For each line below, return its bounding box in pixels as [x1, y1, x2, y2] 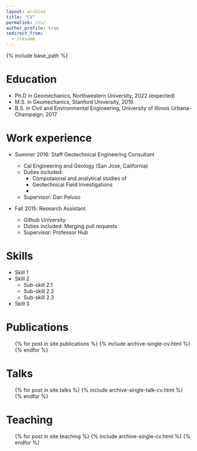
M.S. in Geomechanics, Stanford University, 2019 [14, 98, 133, 105]
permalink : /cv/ [6, 19, 46, 25]
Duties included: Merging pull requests [23, 222, 118, 229]
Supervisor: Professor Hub [23, 229, 88, 236]
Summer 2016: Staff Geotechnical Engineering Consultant [14, 151, 155, 158]
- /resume [11, 36, 35, 42]
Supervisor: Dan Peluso [23, 193, 81, 201]
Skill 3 [14, 300, 30, 307]
